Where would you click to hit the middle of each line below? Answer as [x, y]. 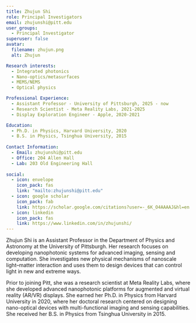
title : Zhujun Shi [28, 11]
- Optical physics [34, 88]
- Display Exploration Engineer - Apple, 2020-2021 [76, 115]
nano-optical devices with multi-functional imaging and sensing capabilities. [98, 308]
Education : [19, 125]
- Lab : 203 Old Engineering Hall [52, 163]
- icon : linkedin [32, 213]
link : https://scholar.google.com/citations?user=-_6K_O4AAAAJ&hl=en [103, 207]
